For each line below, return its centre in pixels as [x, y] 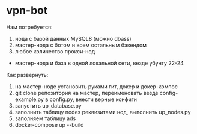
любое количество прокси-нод [55, 51]
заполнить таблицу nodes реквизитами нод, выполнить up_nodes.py [103, 112]
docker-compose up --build [49, 124]
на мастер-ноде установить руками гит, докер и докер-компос [96, 86]
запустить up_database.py [48, 105]
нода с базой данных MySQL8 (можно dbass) [73, 38]
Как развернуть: [27, 75]
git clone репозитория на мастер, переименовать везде [86, 93]
